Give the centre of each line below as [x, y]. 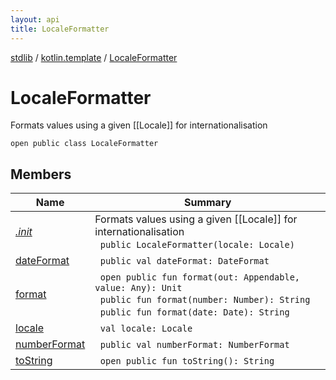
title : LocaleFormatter [60, 29]
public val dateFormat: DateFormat [184, 261]
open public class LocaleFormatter [84, 144]
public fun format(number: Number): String [205, 300]
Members [41, 174]
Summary [207, 203]
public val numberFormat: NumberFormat [194, 345]
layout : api [35, 19]
